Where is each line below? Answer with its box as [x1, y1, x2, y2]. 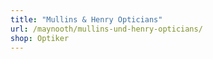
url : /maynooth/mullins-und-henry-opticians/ [10, 24, 203, 34]
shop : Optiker [10, 33, 70, 43]
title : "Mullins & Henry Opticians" [10, 14, 163, 25]
